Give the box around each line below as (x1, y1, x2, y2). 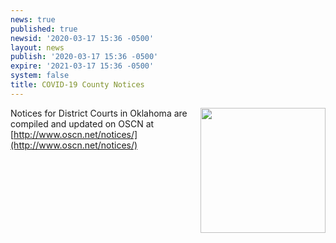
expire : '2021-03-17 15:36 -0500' (10, 61, 155, 71)
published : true (10, 24, 78, 34)
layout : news (10, 42, 65, 53)
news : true (10, 14, 56, 25)
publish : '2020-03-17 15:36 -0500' (10, 52, 159, 62)
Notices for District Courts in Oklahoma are (10, 107, 188, 119)
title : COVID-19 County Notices (10, 80, 145, 90)
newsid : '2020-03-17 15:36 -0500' (10, 33, 155, 43)
